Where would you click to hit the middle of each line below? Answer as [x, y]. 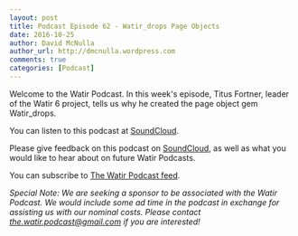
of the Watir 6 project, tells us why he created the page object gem [134, 103]
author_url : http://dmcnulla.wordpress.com [93, 52]
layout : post [34, 18]
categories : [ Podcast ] [52, 69]
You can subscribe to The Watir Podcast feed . [95, 175]
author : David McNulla [52, 43]
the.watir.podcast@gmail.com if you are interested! [105, 222]
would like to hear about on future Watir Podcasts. [102, 157]
